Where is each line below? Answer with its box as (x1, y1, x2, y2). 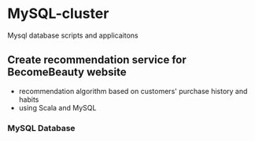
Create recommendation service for (7, 53, 187, 67)
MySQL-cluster (7, 5, 109, 23)
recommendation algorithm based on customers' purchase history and (18, 86, 248, 96)
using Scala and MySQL (18, 103, 97, 112)
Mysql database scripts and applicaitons (7, 31, 139, 40)
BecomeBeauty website (7, 66, 127, 79)
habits (18, 95, 39, 104)
